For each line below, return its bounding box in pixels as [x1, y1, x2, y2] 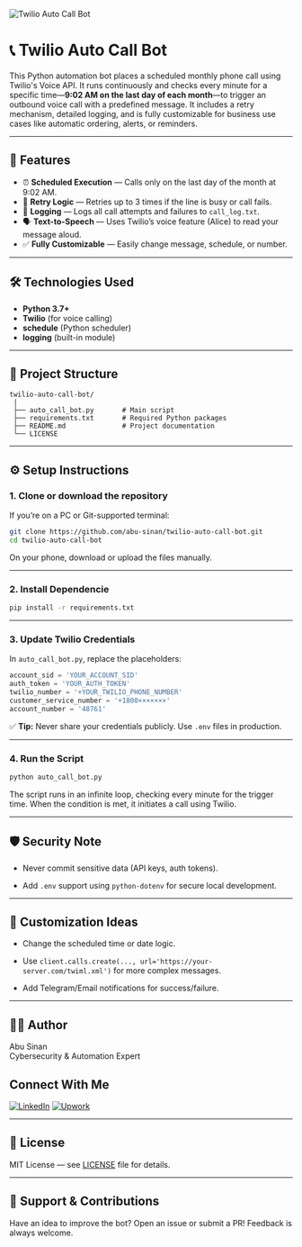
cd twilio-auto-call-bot [9, 536, 102, 545]
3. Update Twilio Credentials [9, 633, 136, 646]
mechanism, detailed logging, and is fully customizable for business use [9, 108, 276, 119]
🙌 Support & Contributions [9, 1194, 160, 1209]
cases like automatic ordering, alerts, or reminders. [9, 118, 198, 129]
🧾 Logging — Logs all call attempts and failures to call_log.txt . [22, 205, 261, 216]
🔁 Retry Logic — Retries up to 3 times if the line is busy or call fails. [22, 196, 272, 207]
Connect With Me [9, 1077, 110, 1092]
